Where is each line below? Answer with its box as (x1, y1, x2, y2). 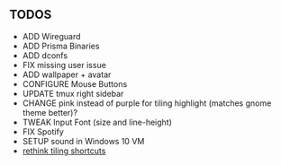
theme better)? (22, 107, 78, 117)
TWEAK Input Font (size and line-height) (22, 117, 173, 127)
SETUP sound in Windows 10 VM (22, 135, 145, 146)
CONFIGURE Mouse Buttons (22, 78, 128, 89)
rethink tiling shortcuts (22, 145, 106, 156)
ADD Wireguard (22, 30, 81, 41)
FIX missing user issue (22, 59, 106, 70)
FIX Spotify (22, 126, 65, 137)
